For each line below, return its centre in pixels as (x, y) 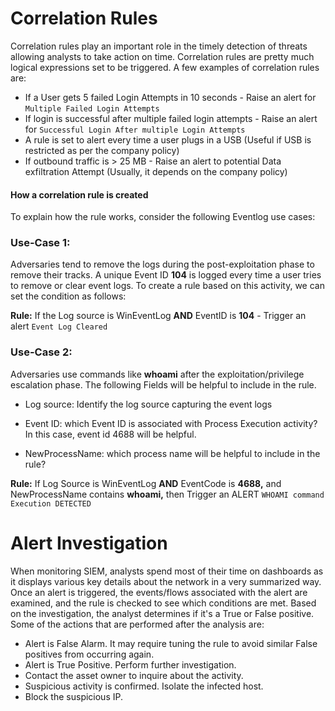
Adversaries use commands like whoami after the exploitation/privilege (157, 374)
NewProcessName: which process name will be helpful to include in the (172, 453)
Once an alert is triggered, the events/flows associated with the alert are (159, 592)
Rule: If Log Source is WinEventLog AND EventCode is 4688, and (146, 483)
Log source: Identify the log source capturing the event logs (148, 404)
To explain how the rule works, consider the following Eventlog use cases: (163, 217)
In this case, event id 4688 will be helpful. (110, 434)
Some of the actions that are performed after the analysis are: (137, 624)
